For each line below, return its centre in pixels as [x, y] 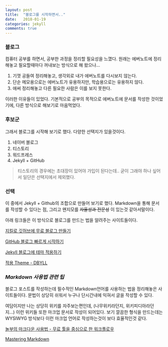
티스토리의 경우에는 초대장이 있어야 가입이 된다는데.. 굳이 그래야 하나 [84, 171]
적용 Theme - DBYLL [26, 263]
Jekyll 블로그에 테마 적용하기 [33, 252]
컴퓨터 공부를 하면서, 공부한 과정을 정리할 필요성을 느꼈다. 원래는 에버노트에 [79, 59]
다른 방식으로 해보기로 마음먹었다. [49, 105]
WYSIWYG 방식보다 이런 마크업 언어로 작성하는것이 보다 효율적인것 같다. [76, 318]
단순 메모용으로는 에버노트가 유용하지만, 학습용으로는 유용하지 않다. [78, 82]
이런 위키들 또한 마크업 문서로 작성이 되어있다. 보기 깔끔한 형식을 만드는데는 [89, 312]
